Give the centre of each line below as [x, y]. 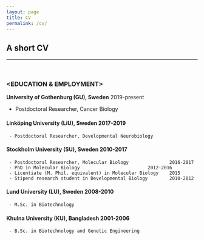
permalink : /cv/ [27, 23]
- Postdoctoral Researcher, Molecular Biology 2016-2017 [101, 162]
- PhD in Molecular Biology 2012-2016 [90, 168]
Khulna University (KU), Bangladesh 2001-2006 [68, 218]
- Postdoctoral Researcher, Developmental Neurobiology [81, 136]
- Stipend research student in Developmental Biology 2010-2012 [101, 178]
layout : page [23, 12]
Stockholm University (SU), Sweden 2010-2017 [67, 149]
